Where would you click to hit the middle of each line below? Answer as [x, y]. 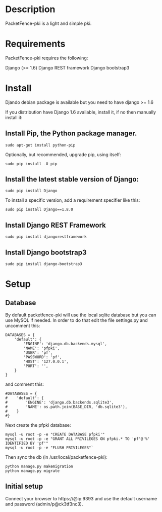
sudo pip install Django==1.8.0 [39, 210]
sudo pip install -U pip [31, 164]
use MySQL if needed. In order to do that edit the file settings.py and [76, 320]
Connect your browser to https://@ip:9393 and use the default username [81, 498]
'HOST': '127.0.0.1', [46, 362]
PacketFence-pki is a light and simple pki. [48, 23]
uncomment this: [23, 326]
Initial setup [24, 486]
